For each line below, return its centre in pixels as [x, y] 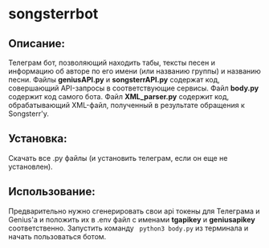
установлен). [31, 166]
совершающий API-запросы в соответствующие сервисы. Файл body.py [134, 88]
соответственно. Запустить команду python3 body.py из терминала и [128, 228]
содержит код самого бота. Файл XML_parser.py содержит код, [119, 96]
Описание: [37, 44]
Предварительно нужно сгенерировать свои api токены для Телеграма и [134, 211]
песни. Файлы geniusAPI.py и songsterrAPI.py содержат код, [114, 80]
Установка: [38, 139]
